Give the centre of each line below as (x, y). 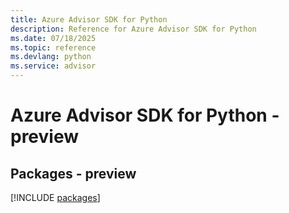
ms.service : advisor (53, 66)
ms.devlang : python (51, 57)
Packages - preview (73, 173)
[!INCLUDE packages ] (55, 197)
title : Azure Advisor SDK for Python (89, 19)
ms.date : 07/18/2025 (53, 38)
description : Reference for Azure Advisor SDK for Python (133, 29)
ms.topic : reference (53, 47)
